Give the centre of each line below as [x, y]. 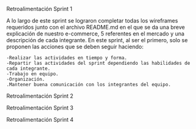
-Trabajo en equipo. [33, 74]
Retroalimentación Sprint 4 [40, 120]
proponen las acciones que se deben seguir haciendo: [75, 46]
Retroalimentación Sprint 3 [40, 108]
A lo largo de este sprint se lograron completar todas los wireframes [92, 20]
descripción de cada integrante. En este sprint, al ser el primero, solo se [97, 40]
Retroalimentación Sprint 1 [39, 9]
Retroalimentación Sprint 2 [40, 96]
